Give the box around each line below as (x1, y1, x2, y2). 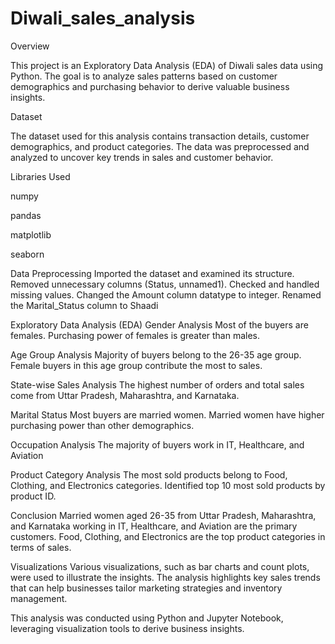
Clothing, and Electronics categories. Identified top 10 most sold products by (10, 479, 326, 491)
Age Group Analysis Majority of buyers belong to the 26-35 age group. (10, 348, 302, 361)
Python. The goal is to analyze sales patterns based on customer (10, 70, 278, 82)
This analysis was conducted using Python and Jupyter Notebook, (10, 612, 284, 624)
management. (10, 592, 68, 604)
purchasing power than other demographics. (10, 419, 195, 431)
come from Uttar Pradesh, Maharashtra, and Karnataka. (10, 389, 240, 401)
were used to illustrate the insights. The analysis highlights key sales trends (10, 571, 321, 583)
